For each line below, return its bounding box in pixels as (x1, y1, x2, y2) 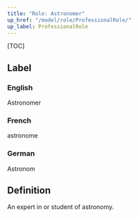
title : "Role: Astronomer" (7, 10, 85, 17)
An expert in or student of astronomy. (7, 203, 114, 211)
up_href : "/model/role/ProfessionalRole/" (7, 17, 132, 24)
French (7, 116, 32, 125)
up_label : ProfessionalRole (7, 23, 89, 30)
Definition (7, 185, 51, 197)
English (7, 82, 33, 92)
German (7, 149, 35, 158)
